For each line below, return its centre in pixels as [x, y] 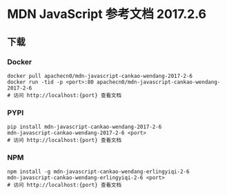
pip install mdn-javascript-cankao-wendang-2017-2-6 [85, 127]
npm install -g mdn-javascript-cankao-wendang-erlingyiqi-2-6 [98, 172]
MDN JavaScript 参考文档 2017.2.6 [107, 14]
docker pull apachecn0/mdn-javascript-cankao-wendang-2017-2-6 [100, 76]
